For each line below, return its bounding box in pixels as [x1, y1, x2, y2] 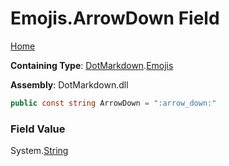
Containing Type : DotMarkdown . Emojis [10, 59, 174, 71]
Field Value [10, 122, 66, 136]
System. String [10, 145, 69, 157]
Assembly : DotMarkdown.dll [10, 78, 129, 91]
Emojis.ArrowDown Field [10, 7, 220, 30]
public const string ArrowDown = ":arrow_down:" [10, 98, 217, 108]
